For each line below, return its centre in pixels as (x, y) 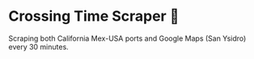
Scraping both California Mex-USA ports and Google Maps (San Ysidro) (127, 38)
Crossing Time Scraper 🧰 (94, 16)
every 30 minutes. (38, 46)
